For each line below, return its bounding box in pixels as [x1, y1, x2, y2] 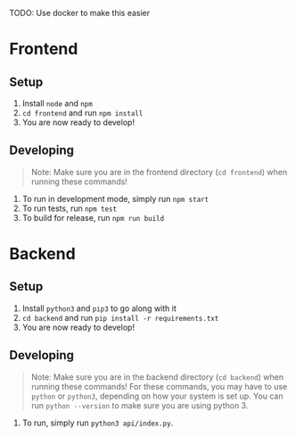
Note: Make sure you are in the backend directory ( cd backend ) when [30, 371, 284, 382]
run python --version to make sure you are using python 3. [30, 399, 249, 410]
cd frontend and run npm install [21, 107, 144, 118]
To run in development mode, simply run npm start [21, 193, 210, 204]
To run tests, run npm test [21, 203, 118, 214]
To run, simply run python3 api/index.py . [21, 417, 174, 428]
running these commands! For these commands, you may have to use [30, 381, 288, 391]
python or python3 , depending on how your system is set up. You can [30, 391, 284, 401]
